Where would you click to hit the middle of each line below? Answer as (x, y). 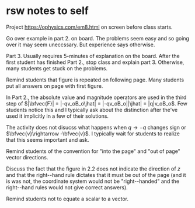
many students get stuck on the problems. (57, 68)
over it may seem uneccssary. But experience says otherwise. (81, 45)
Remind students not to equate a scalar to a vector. (67, 199)
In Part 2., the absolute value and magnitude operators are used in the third (96, 97)
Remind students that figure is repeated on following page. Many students (95, 80)
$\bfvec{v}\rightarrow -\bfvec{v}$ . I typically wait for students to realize (93, 134)
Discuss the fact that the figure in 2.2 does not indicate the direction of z (93, 169)
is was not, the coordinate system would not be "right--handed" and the (93, 181)
